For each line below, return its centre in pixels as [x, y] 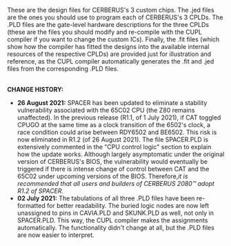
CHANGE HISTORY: [36, 89]
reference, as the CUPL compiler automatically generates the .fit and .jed [111, 61]
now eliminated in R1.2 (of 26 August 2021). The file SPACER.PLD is [113, 140]
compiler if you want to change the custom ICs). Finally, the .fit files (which [113, 39]
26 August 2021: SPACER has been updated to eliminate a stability [112, 103]
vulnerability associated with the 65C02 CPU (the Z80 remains [106, 110]
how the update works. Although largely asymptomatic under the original [121, 154]
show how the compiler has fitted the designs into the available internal [108, 47]
